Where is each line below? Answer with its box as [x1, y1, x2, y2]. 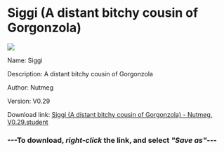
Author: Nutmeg [7, 83, 54, 92]
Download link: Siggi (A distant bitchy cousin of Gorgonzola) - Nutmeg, [7, 110, 213, 118]
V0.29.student [7, 118, 48, 126]
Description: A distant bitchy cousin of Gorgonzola [7, 69, 153, 78]
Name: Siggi [7, 56, 43, 64]
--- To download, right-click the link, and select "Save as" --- [7, 135, 218, 145]
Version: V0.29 [7, 97, 51, 105]
